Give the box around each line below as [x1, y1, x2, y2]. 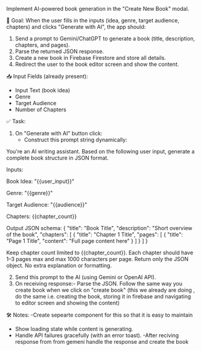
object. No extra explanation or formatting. [6, 262, 112, 269]
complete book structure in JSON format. [6, 154, 109, 161]
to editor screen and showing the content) [14, 299, 120, 306]
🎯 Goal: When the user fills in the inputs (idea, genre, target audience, [6, 17, 180, 24]
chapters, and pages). [14, 42, 71, 48]
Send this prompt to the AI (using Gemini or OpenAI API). [14, 274, 156, 280]
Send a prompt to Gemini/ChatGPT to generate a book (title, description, [14, 35, 195, 42]
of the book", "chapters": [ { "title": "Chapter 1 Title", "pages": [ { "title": [6, 231, 183, 238]
